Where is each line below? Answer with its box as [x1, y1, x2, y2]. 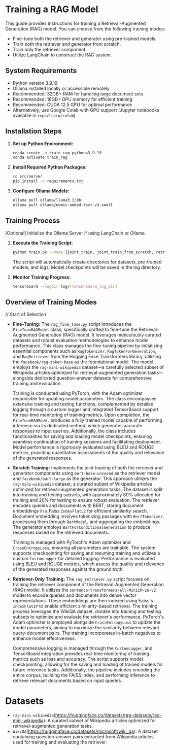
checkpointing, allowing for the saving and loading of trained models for [12, 661, 163, 668]
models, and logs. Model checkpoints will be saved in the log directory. [12, 264, 161, 270]
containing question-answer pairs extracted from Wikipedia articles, [12, 734, 155, 740]
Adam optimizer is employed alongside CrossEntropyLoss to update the [12, 619, 161, 625]
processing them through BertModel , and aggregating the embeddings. [12, 519, 161, 525]
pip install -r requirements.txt [12, 179, 84, 184]
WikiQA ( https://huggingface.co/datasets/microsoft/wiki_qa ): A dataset [12, 728, 158, 734]
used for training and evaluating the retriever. [12, 739, 108, 745]
